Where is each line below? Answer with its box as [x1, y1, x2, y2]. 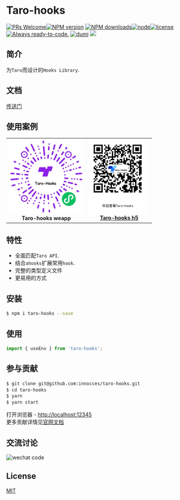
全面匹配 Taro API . [14, 252, 60, 259]
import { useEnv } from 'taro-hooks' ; [6, 345, 103, 351]
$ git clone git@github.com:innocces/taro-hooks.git [6, 381, 141, 386]
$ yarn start [6, 400, 39, 406]
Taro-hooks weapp [22, 214, 71, 222]
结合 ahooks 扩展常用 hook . [14, 259, 75, 266]
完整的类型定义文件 [14, 267, 63, 274]
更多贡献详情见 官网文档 [6, 419, 64, 426]
